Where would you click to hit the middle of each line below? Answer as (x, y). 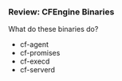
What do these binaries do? (53, 29)
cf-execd (35, 61)
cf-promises (40, 53)
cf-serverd (37, 70)
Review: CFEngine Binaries (61, 12)
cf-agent (34, 44)
